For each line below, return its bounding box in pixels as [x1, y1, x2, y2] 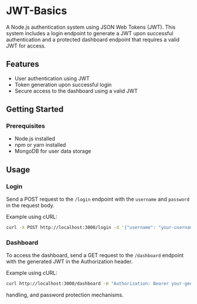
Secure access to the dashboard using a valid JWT [14, 87, 138, 94]
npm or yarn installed [14, 141, 66, 148]
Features [6, 59, 39, 69]
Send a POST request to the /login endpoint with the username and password [6, 195, 189, 203]
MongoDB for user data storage [14, 148, 91, 155]
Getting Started [6, 104, 64, 114]
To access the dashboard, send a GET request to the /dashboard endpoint [6, 252, 184, 259]
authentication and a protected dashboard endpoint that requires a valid [6, 36, 180, 43]
